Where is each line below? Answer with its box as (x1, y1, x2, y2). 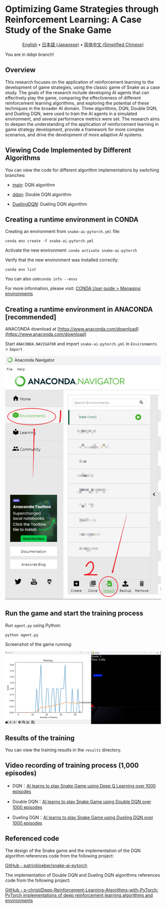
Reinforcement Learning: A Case (5, 14, 142, 25)
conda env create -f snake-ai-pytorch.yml (5, 239, 94, 244)
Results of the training (5, 734, 75, 742)
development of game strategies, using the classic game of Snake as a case (5, 84, 160, 90)
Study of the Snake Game (5, 25, 112, 36)
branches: (5, 172, 26, 178)
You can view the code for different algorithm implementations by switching (5, 167, 160, 173)
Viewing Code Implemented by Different (5, 146, 131, 155)
